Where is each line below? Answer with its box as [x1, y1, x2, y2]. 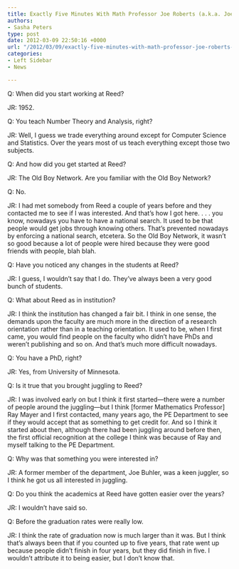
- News [7, 63, 27, 71]
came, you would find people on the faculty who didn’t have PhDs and [7, 332, 213, 341]
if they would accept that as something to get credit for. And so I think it [7, 418, 217, 426]
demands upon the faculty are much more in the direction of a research [7, 317, 217, 325]
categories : [7, 51, 43, 58]
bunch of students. [7, 282, 63, 290]
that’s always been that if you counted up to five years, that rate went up [7, 538, 220, 547]
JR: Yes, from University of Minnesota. [7, 367, 120, 376]
